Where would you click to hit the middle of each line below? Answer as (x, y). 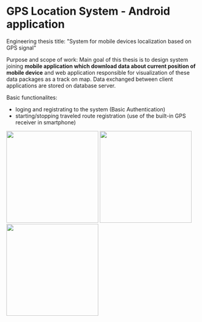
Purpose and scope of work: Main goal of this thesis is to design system (97, 59)
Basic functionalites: (32, 97)
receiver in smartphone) (46, 122)
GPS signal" (21, 48)
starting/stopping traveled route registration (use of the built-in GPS (100, 116)
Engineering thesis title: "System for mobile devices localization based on (99, 41)
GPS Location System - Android (88, 11)
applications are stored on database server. (61, 85)
